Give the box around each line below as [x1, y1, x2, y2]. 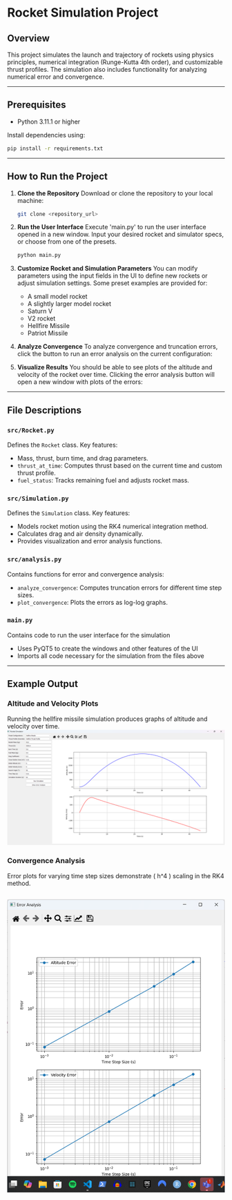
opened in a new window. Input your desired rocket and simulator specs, [17, 230, 224, 239]
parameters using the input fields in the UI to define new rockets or [17, 271, 209, 280]
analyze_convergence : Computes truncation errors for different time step [17, 583, 222, 592]
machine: [17, 196, 44, 204]
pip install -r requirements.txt [7, 145, 104, 152]
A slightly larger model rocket [27, 300, 112, 308]
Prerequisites [7, 99, 66, 111]
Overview [7, 32, 50, 44]
